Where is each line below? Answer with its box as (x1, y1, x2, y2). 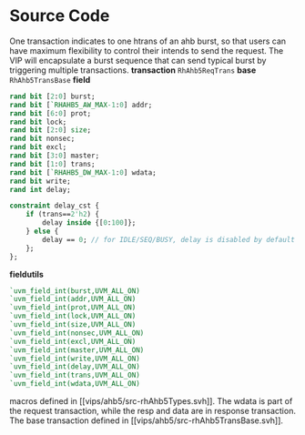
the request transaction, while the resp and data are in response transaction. (9, 406, 296, 417)
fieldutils (9, 268, 44, 279)
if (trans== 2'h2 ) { (25, 210, 100, 219)
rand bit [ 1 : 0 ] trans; (9, 159, 96, 168)
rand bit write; (9, 177, 71, 186)
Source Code (9, 5, 110, 26)
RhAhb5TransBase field (9, 74, 91, 85)
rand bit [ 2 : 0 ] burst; (9, 92, 96, 101)
